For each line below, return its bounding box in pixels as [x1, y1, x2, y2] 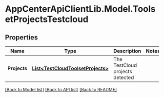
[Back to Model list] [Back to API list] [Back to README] [5, 87, 117, 92]
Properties [5, 33, 38, 41]
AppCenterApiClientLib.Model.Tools [5, 3, 156, 15]
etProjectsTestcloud [5, 14, 89, 25]
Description [113, 48, 142, 54]
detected [113, 74, 134, 81]
